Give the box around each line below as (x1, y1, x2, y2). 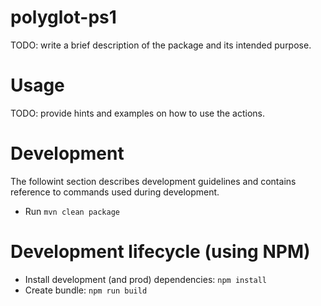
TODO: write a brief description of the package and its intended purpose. (10, 39, 312, 51)
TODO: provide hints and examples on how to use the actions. (10, 107, 266, 119)
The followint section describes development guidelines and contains (10, 175, 297, 187)
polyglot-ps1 (10, 6, 117, 29)
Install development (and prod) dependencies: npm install (24, 273, 268, 285)
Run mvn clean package (24, 205, 120, 217)
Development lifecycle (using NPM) (10, 241, 311, 263)
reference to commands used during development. (10, 186, 220, 198)
